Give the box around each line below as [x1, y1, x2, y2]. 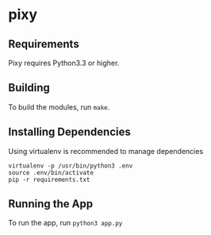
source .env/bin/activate [8, 168, 94, 176]
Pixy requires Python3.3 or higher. [8, 58, 120, 67]
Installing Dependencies [8, 125, 131, 139]
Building [8, 81, 50, 94]
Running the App [8, 197, 94, 211]
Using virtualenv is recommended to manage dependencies [8, 146, 204, 156]
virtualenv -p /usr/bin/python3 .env [8, 161, 133, 170]
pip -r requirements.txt [8, 175, 90, 183]
